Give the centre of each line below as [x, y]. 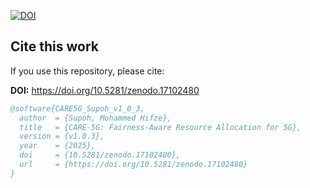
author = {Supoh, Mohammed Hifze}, [95, 118]
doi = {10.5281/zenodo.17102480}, [100, 155]
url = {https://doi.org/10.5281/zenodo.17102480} [133, 165]
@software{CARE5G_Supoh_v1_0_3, [77, 108]
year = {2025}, [58, 146]
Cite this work [54, 46]
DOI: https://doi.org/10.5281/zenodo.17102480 [105, 90]
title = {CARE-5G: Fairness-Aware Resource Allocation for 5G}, [160, 127]
